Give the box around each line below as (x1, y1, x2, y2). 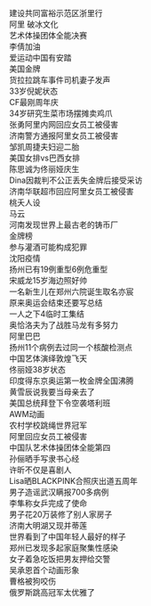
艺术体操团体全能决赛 (9, 30, 87, 40)
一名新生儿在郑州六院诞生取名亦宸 (9, 286, 134, 297)
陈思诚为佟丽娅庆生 (9, 164, 80, 174)
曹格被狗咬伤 (9, 576, 56, 586)
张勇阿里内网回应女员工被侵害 (9, 119, 118, 129)
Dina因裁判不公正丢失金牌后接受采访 (9, 175, 143, 185)
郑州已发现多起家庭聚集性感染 (9, 543, 118, 553)
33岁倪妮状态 (9, 86, 59, 96)
